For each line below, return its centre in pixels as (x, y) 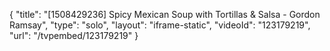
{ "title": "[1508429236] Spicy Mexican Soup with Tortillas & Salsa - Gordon (165, 14)
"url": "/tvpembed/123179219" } (74, 35)
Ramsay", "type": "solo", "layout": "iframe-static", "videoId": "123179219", (160, 25)
